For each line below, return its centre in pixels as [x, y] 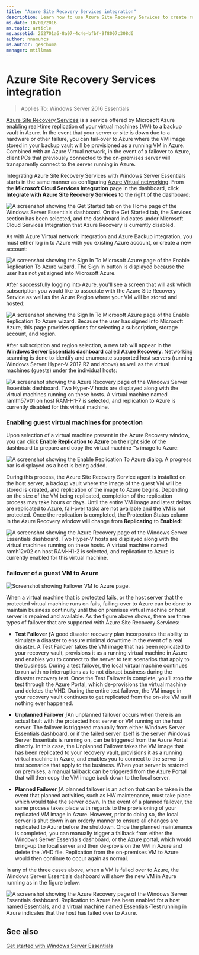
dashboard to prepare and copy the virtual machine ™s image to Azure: [92, 447]
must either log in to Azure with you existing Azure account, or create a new [99, 242]
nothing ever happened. [44, 703]
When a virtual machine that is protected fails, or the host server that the [95, 597]
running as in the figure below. [43, 883]
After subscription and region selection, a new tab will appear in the [89, 345]
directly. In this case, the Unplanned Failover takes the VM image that [99, 746]
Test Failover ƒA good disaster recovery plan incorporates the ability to [101, 634]
